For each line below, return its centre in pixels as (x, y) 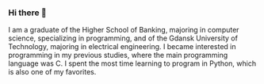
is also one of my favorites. (52, 72)
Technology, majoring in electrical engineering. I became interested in (122, 47)
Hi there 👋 (28, 13)
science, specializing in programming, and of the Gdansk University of (123, 38)
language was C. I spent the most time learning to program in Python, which (132, 63)
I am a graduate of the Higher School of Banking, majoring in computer (124, 30)
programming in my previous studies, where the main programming (118, 55)
